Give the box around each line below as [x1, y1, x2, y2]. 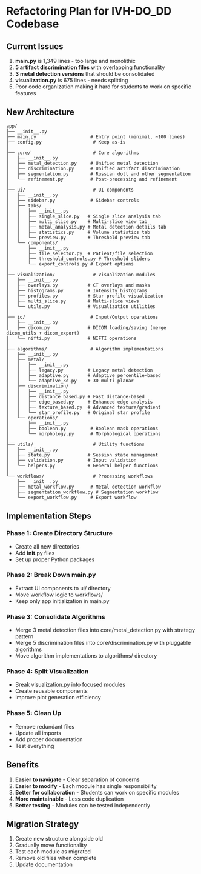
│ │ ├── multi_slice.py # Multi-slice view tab [6, 218, 148, 225]
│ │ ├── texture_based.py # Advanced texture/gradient [6, 404, 162, 410]
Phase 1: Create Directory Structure [6, 529, 113, 538]
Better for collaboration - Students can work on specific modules [15, 789, 180, 796]
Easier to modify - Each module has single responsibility [15, 782, 157, 789]
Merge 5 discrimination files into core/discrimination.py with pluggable [15, 639, 191, 647]
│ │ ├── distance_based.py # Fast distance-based [6, 393, 145, 399]
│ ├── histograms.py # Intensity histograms [6, 287, 148, 293]
